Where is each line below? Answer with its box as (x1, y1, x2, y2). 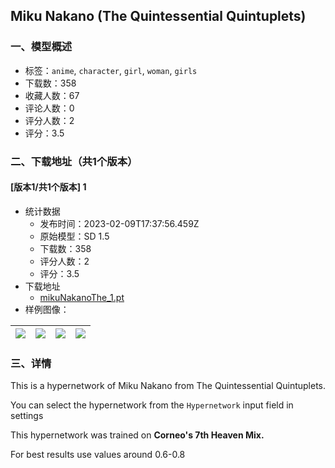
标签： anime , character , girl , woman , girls (24, 64, 198, 76)
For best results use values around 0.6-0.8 (10, 449, 186, 461)
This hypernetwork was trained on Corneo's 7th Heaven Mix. (10, 429, 265, 441)
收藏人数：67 (24, 89, 80, 101)
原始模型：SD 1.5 (39, 230, 110, 242)
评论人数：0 (24, 102, 75, 114)
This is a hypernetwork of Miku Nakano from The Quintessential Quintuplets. (10, 380, 326, 392)
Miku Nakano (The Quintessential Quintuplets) (10, 8, 307, 25)
